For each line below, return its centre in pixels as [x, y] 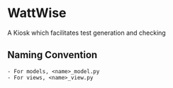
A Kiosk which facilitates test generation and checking [87, 33]
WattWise [37, 13]
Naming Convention [52, 55]
